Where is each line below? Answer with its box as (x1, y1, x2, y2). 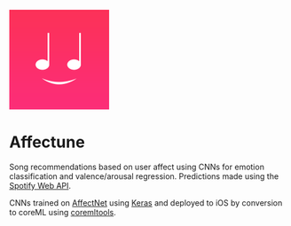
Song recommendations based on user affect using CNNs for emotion (9, 161, 264, 172)
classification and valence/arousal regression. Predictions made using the (9, 170, 279, 182)
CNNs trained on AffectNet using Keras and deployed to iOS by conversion (9, 197, 283, 208)
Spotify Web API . (9, 180, 72, 191)
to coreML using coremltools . (9, 207, 117, 217)
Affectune (9, 132, 86, 152)
